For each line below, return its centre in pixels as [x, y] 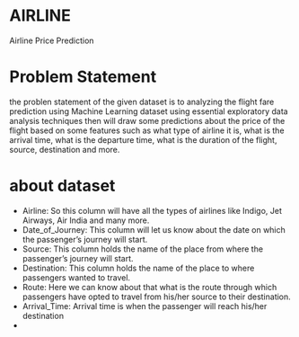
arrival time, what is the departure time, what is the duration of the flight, [143, 139]
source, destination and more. [65, 149]
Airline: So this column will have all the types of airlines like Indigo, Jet [152, 210]
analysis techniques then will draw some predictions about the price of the [147, 120]
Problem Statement [83, 77]
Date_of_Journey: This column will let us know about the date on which [154, 229]
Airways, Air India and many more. [86, 220]
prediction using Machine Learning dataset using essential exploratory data [149, 111]
